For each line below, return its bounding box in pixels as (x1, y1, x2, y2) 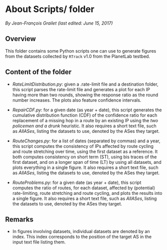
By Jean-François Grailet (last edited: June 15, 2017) (5, 20, 113, 26)
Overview (5, 35, 36, 43)
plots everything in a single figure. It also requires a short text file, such (12, 164, 159, 170)
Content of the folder (5, 68, 72, 76)
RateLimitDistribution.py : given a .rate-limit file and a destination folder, (12, 81, 159, 87)
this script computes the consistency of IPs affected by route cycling (12, 143, 154, 149)
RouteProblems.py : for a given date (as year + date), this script (12, 179, 142, 185)
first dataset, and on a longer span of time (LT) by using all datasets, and (12, 159, 162, 165)
